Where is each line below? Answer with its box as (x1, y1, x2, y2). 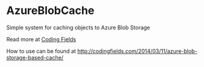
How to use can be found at (6, 47, 76, 55)
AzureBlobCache (6, 4, 95, 18)
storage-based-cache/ (6, 54, 64, 61)
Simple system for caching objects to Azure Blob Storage (6, 24, 151, 31)
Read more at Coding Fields (6, 35, 76, 43)
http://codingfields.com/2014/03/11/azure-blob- (77, 47, 198, 55)
